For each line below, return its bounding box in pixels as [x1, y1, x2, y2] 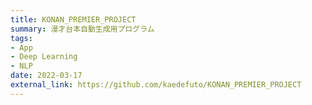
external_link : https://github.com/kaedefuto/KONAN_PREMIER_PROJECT [10, 80, 302, 90]
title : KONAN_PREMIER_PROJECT [10, 14, 137, 25]
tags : [10, 33, 33, 43]
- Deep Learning [10, 52, 78, 62]
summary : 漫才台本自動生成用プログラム [10, 24, 155, 34]
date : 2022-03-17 [10, 71, 83, 81]
